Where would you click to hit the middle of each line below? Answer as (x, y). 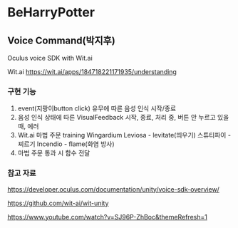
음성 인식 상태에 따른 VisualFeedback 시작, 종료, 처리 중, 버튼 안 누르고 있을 (123, 118)
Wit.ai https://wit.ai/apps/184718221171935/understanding (92, 72)
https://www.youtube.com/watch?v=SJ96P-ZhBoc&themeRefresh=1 (108, 217)
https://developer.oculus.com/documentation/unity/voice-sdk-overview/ (113, 189)
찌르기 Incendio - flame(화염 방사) (66, 144)
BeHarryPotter (51, 12)
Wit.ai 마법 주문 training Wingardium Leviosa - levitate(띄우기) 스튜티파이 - (124, 135)
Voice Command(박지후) (61, 40)
